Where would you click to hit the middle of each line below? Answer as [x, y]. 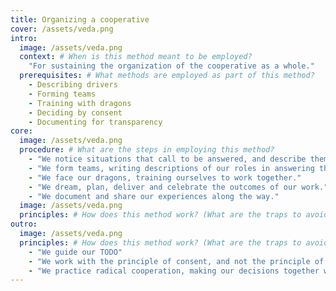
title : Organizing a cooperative [80, 19]
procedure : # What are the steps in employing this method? [147, 150]
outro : [24, 224]
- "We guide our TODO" [75, 252]
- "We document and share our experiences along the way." [154, 196]
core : [21, 131]
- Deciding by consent [75, 112]
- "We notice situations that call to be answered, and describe [167, 159]
